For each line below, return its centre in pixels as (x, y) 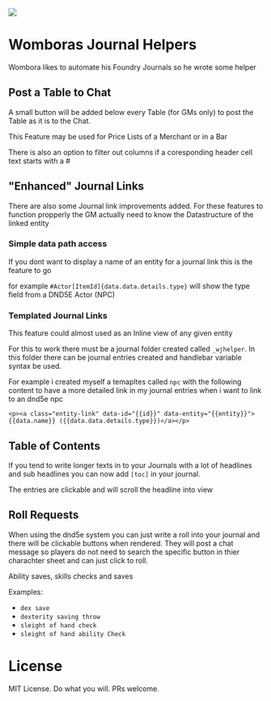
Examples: (25, 592)
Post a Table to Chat (60, 93)
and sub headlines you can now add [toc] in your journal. (104, 473)
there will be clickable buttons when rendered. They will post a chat (121, 543)
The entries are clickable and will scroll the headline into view (111, 489)
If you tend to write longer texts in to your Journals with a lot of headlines (130, 465)
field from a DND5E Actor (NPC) (62, 294)
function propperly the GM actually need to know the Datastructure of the (131, 214)
